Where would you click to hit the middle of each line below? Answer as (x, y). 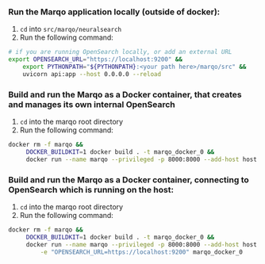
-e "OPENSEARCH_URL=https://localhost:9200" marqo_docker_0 (142, 252)
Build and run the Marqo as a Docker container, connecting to (129, 179)
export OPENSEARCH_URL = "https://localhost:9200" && (95, 59)
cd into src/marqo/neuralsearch (70, 29)
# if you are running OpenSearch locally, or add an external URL (120, 52)
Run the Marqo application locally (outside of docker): (114, 12)
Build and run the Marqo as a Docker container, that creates (125, 94)
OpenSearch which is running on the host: (91, 189)
